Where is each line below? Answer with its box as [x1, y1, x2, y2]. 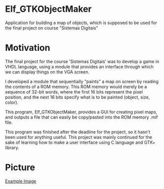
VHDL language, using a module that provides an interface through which [5, 63, 154, 69]
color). [5, 99, 19, 105]
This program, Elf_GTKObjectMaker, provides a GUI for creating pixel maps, [5, 109, 158, 115]
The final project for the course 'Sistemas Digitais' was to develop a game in [5, 58, 160, 64]
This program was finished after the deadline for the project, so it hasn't [5, 129, 151, 135]
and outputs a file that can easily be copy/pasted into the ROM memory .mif [5, 114, 158, 120]
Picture [5, 162, 35, 173]
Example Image [5, 178, 36, 184]
